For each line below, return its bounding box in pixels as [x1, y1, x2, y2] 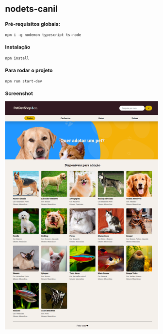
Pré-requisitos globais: [5, 21, 61, 28]
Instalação [5, 44, 31, 50]
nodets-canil [5, 3, 58, 15]
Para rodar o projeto [5, 67, 53, 74]
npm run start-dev [5, 79, 42, 84]
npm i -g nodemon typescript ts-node [5, 32, 81, 37]
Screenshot [5, 90, 33, 96]
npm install [5, 56, 29, 61]
